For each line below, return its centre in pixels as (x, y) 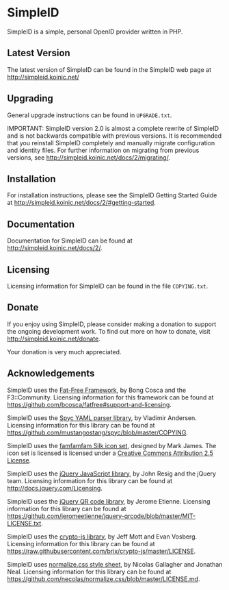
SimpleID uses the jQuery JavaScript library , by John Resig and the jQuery (112, 474)
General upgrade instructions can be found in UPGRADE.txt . (90, 115)
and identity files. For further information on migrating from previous (103, 150)
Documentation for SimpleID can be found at (70, 241)
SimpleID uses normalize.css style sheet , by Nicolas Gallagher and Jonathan (115, 564)
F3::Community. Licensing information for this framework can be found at (110, 397)
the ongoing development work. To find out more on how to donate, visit (109, 331)
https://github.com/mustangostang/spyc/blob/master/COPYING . (97, 432)
